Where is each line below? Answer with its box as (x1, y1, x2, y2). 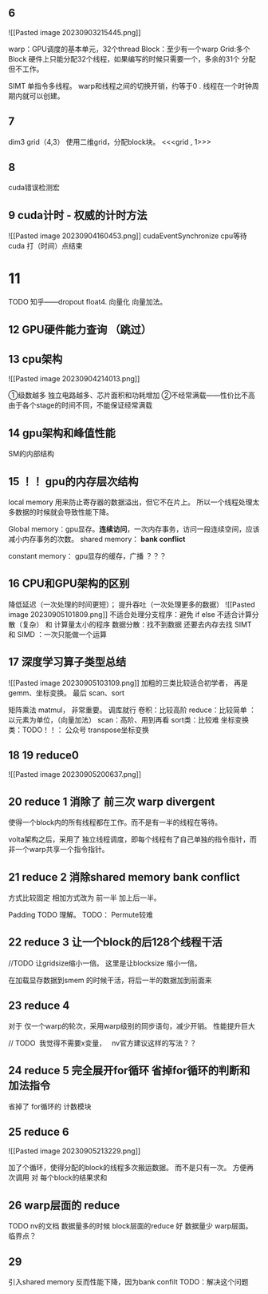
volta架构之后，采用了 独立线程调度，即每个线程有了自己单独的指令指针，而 (8, 834, 258, 844)
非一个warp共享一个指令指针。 (8, 845, 109, 854)
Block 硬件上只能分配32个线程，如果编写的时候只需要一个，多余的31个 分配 (8, 54, 257, 63)
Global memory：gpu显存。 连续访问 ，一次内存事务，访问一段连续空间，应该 (8, 524, 261, 534)
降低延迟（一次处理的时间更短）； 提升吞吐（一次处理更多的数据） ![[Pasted (8, 599, 255, 609)
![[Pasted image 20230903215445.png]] (8, 27, 141, 37)
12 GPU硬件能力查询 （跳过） (8, 323, 152, 336)
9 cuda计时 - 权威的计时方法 (8, 208, 148, 222)
